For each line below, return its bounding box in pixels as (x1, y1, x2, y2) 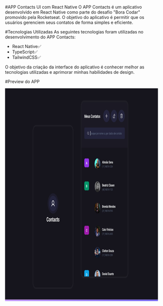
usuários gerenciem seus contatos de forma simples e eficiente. (5, 19, 133, 25)
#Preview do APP (5, 79, 40, 84)
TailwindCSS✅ (12, 54, 41, 60)
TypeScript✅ (12, 49, 38, 55)
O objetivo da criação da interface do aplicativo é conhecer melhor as (5, 64, 145, 70)
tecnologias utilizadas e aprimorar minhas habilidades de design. (5, 69, 135, 75)
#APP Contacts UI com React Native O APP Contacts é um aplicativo (5, 4, 142, 10)
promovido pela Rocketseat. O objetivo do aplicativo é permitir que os (5, 15, 145, 20)
